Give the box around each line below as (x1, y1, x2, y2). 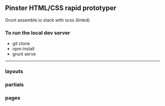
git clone (12, 40, 30, 46)
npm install (12, 46, 35, 52)
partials (5, 81, 24, 88)
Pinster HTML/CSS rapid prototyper (5, 4, 117, 12)
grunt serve (12, 51, 36, 57)
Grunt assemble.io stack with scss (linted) (5, 17, 90, 23)
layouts (5, 68, 24, 75)
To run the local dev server (5, 29, 70, 36)
